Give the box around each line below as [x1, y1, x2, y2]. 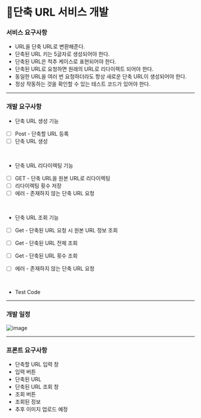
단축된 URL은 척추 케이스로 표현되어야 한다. [14, 58, 117, 65]
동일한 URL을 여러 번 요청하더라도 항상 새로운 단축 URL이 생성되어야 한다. [14, 73, 187, 80]
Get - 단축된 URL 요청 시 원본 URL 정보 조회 [14, 227, 118, 234]
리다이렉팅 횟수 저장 [14, 182, 62, 189]
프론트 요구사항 [6, 346, 48, 354]
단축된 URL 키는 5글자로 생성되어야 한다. [14, 50, 110, 57]
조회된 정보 [14, 398, 41, 405]
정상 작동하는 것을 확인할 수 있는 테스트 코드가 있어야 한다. [14, 80, 151, 87]
